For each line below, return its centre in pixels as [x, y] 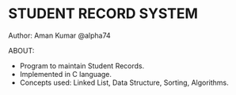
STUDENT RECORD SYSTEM [103, 14]
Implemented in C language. [66, 74]
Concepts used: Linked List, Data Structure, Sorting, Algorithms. [124, 82]
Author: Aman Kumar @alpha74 [59, 35]
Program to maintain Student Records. [82, 66]
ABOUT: [21, 50]
